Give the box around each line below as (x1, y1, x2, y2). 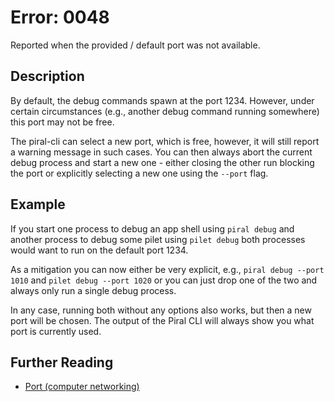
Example (10, 196, 66, 213)
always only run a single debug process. (10, 284, 177, 296)
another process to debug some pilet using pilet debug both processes (10, 233, 306, 245)
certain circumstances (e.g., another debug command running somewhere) (10, 105, 320, 117)
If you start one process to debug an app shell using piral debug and (10, 222, 295, 235)
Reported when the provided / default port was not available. (10, 39, 261, 51)
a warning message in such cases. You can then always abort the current (10, 146, 313, 158)
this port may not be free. (10, 116, 115, 128)
